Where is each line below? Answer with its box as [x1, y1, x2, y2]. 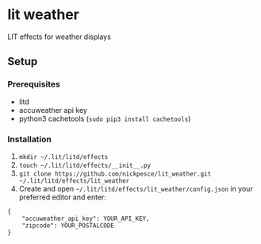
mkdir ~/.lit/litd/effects [18, 153, 109, 161]
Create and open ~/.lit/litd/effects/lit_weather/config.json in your [18, 184, 253, 193]
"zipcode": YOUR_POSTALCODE [21, 221, 114, 230]
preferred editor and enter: [18, 192, 106, 202]
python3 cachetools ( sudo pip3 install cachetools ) [18, 114, 191, 123]
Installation [7, 134, 52, 145]
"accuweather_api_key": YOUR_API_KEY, [21, 215, 150, 223]
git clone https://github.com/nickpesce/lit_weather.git [18, 169, 212, 178]
